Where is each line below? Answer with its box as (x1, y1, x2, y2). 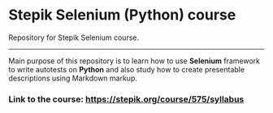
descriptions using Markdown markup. (8, 73, 138, 83)
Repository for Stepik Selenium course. (8, 33, 140, 42)
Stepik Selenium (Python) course (8, 6, 236, 24)
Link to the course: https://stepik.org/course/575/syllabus (8, 93, 245, 105)
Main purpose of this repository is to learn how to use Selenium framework (8, 55, 261, 66)
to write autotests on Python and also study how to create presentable (8, 64, 245, 74)
